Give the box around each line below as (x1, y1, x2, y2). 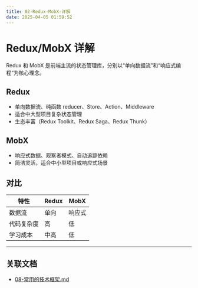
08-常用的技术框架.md (14, 276, 70, 283)
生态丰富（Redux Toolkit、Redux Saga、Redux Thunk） (14, 118, 150, 125)
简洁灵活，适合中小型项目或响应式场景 (14, 159, 108, 166)
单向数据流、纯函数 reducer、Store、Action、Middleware (14, 103, 154, 110)
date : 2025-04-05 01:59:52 (6, 14, 72, 20)
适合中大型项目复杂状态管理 (14, 110, 82, 118)
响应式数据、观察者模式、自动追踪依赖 (14, 152, 108, 159)
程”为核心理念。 (6, 69, 45, 77)
